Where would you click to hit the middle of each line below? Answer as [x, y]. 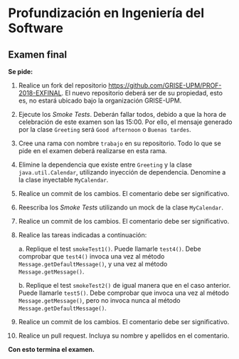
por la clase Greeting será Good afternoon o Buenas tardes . [105, 129]
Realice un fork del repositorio [63, 85]
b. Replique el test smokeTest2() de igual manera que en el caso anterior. [124, 285]
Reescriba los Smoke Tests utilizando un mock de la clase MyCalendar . [121, 207]
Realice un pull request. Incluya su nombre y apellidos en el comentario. [124, 335]
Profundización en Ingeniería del [106, 13]
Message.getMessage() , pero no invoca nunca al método [99, 300]
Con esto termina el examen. [52, 349]
